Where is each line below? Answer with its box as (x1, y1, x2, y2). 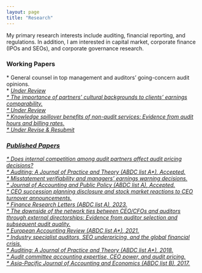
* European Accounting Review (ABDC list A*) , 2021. (6, 227, 140, 234)
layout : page (6, 9, 40, 15)
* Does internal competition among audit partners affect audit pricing (6, 155, 182, 163)
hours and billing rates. (6, 119, 65, 126)
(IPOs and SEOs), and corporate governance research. (6, 44, 144, 52)
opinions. (6, 80, 30, 88)
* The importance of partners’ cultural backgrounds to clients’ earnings (6, 93, 188, 101)
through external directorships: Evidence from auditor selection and (6, 214, 178, 221)
